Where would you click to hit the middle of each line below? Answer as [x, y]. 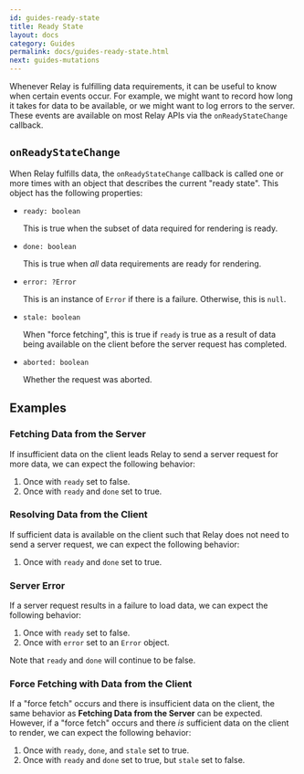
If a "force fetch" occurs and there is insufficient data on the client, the [142, 704]
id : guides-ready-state [55, 18]
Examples [38, 408]
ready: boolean [52, 211]
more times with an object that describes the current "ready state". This [144, 183]
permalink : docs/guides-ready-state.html [89, 52]
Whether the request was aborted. [87, 379]
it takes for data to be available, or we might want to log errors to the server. [152, 105]
